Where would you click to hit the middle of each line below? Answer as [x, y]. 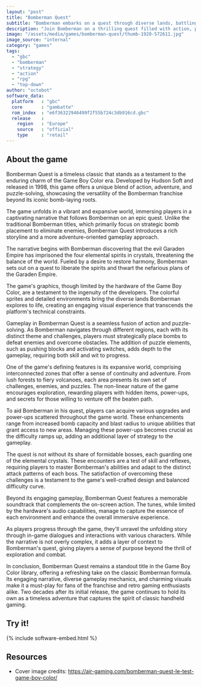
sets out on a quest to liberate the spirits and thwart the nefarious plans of [98, 268]
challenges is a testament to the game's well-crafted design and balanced [98, 480]
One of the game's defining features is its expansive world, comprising [94, 367]
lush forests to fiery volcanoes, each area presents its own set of [87, 380]
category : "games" [29, 46]
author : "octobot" [29, 90]
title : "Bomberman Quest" [38, 17]
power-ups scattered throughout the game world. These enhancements [95, 417]
